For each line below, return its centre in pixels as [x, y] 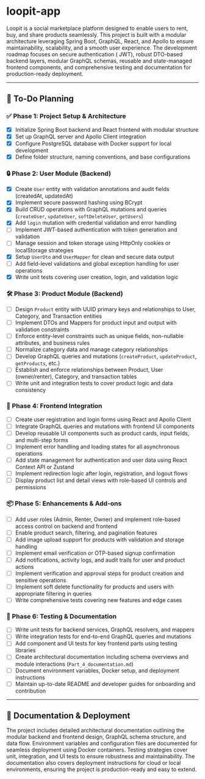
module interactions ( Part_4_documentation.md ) [74, 664]
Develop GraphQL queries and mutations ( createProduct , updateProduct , [106, 356]
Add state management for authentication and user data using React [101, 460]
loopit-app [34, 11]
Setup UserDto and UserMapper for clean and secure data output [95, 257]
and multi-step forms [41, 440]
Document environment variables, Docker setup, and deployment [97, 670]
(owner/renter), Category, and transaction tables [76, 377]
